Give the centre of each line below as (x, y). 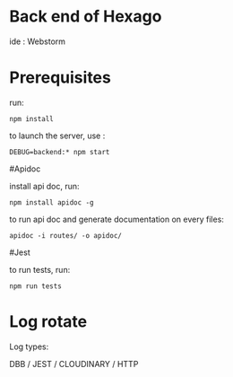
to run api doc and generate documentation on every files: (116, 219)
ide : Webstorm (37, 41)
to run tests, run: (40, 269)
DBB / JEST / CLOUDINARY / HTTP (74, 364)
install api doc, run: (44, 186)
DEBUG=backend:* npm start (60, 152)
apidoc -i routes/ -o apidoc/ (66, 235)
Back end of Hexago (86, 17)
